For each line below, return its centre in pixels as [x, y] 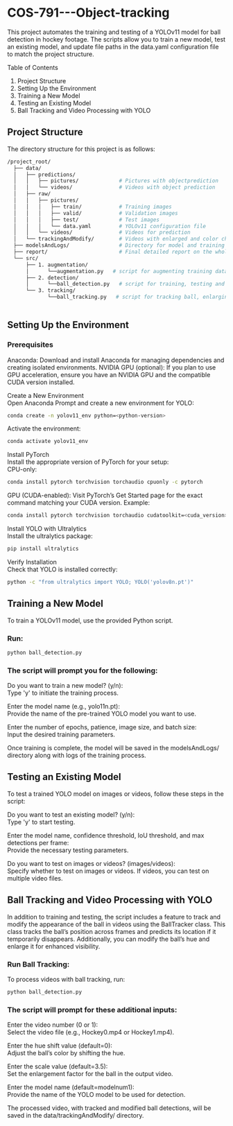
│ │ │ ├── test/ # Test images [86, 220]
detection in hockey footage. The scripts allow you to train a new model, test [116, 39]
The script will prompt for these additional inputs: [92, 1010]
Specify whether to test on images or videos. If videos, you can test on [108, 871]
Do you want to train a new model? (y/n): [65, 686]
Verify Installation [32, 562]
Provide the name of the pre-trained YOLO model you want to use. [102, 714]
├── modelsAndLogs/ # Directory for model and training [119, 245]
